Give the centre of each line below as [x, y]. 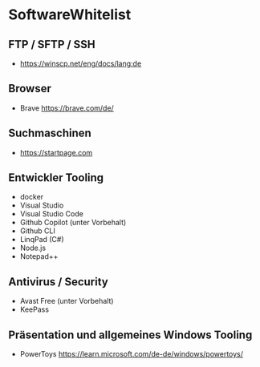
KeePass [35, 309]
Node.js [33, 248]
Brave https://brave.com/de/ [67, 108]
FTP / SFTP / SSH [52, 44]
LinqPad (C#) [42, 240]
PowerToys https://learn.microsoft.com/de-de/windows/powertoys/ [131, 354]
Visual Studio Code [52, 214]
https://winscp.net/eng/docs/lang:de [81, 63]
